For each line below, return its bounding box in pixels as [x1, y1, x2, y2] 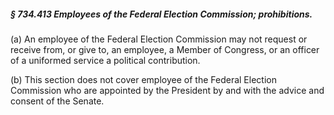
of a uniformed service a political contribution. [10, 54, 201, 66]
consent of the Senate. [10, 95, 105, 107]
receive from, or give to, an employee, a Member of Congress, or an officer [10, 43, 320, 55]
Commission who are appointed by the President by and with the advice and [10, 84, 325, 96]
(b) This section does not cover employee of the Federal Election [10, 73, 277, 85]
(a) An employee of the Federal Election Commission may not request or [10, 33, 308, 45]
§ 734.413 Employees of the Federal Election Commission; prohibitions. [10, 8, 313, 20]
